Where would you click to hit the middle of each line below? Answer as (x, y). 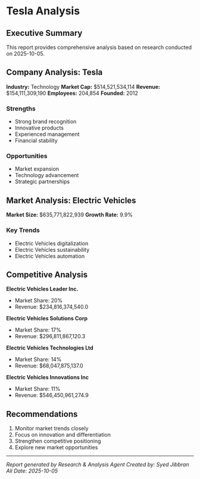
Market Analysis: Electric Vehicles (71, 200)
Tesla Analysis (43, 11)
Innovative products (39, 128)
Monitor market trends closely (51, 428)
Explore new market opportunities (56, 447)
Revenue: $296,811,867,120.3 (50, 336)
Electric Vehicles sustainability (52, 249)
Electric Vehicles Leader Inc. (42, 289)
